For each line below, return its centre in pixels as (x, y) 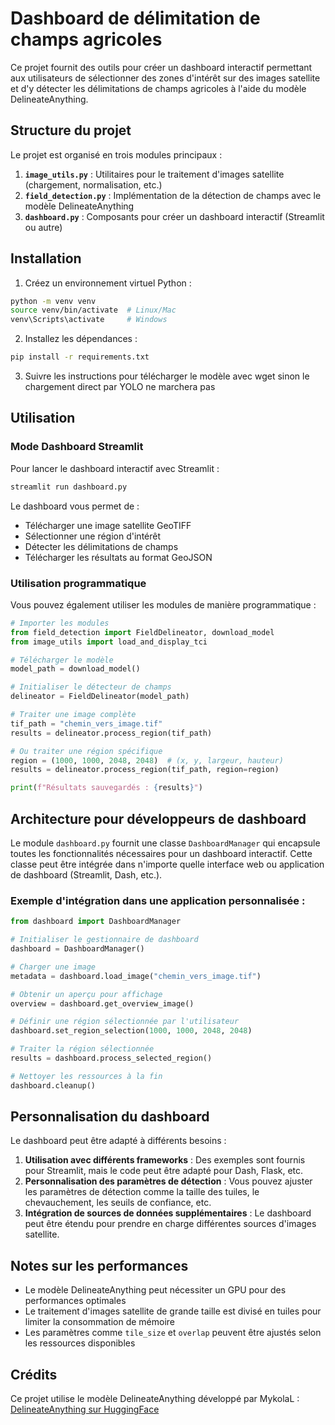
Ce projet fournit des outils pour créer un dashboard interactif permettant (161, 67)
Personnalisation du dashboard (110, 1117)
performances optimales (75, 1301)
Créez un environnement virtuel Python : (108, 283)
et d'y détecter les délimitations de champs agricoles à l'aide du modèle (158, 88)
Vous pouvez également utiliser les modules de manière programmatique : (163, 604)
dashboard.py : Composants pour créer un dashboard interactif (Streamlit (174, 216)
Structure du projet (71, 130)
